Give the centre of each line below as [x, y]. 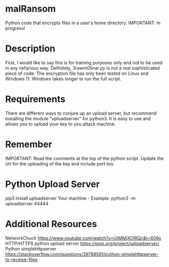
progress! [15, 28]
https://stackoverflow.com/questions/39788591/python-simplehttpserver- [82, 254]
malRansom [31, 9]
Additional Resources [51, 224]
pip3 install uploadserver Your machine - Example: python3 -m [70, 198]
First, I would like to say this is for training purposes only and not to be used [84, 62]
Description [30, 49]
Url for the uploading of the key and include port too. [60, 164]
